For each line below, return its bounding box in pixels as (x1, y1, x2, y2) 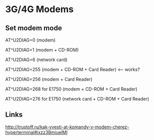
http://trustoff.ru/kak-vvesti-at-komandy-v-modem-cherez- (5, 124, 129, 130)
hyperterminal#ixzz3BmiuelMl (5, 129, 68, 135)
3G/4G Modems (5, 4, 74, 15)
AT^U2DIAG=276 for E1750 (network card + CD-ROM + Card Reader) (5, 96, 149, 102)
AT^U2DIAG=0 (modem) (5, 37, 56, 43)
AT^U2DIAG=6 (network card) (5, 57, 68, 63)
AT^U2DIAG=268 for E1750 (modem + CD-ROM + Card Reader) (5, 86, 138, 92)
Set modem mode (5, 24, 62, 32)
